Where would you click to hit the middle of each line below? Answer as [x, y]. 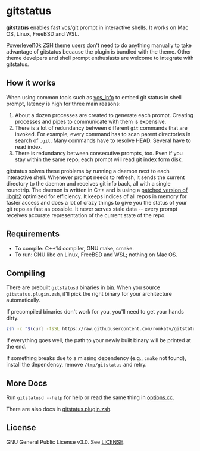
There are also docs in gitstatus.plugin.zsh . [59, 409]
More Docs [27, 383]
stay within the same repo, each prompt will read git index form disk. [99, 159]
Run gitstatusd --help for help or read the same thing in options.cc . [90, 397]
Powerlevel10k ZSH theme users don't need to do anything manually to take [99, 45]
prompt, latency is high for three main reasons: [63, 104]
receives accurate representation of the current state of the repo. [86, 215]
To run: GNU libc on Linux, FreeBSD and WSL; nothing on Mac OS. [96, 255]
